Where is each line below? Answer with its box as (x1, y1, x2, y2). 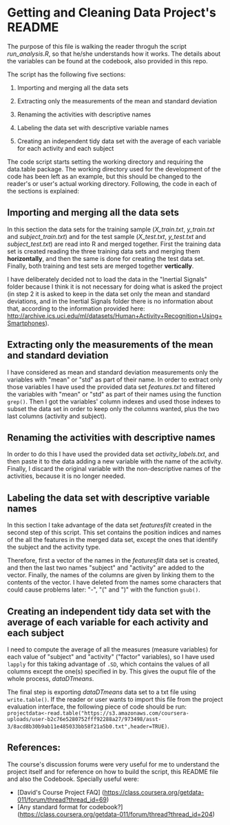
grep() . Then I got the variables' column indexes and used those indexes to (7, 397, 221, 406)
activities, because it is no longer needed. (7, 472, 126, 480)
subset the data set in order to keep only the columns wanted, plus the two (7, 404, 220, 412)
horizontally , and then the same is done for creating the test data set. (7, 254, 205, 262)
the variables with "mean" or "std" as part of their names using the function (7, 390, 222, 398)
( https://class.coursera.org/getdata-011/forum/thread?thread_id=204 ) (17, 810, 216, 818)
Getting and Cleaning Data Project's (7, 5, 217, 21)
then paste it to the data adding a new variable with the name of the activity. (7, 457, 223, 466)
